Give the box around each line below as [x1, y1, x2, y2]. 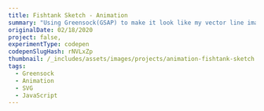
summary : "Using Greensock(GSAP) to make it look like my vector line [8, 19, 244, 27]
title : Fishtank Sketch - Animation [8, 11, 128, 20]
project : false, [8, 33, 61, 41]
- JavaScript [15, 91, 58, 99]
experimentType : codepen [8, 41, 90, 48]
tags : [8, 63, 26, 70]
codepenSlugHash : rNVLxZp [8, 48, 93, 55]
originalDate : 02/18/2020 [8, 26, 93, 34]
